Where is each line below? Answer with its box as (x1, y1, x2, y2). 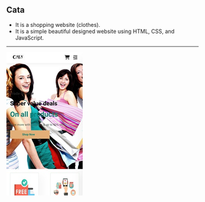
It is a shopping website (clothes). (15, 21, 101, 28)
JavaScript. (15, 34, 45, 41)
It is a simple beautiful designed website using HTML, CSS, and (15, 27, 175, 35)
